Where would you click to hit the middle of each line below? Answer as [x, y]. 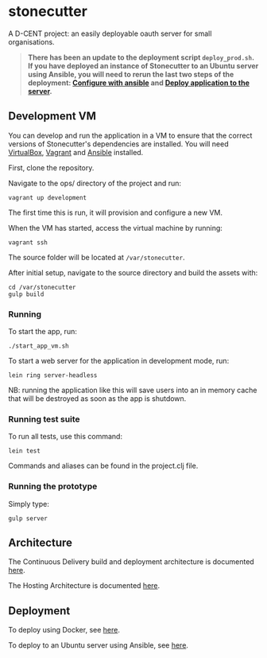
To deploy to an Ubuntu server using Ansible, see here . [99, 645]
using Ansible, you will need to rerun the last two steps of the [131, 74]
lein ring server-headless [53, 376]
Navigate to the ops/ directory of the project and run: [95, 183]
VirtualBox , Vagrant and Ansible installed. [76, 152]
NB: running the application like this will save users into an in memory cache [133, 390]
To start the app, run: [43, 332]
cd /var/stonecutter [43, 287]
